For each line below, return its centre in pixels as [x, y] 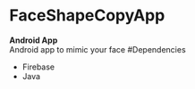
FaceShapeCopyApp [87, 16]
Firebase [38, 67]
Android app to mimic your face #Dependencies [97, 49]
